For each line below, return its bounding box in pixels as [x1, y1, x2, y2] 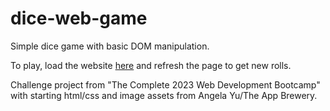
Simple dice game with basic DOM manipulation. [10, 40, 210, 52]
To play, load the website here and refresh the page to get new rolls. [10, 59, 292, 71]
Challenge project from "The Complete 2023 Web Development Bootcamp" [10, 78, 321, 91]
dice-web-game [10, 7, 148, 30]
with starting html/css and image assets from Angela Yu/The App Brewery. [10, 89, 318, 101]
